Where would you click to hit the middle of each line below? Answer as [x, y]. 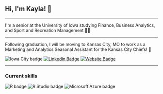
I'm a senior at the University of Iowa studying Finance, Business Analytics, [80, 25]
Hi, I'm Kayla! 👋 [28, 9]
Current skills [21, 76]
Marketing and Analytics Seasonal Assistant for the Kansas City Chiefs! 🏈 [78, 49]
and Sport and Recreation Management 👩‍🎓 [48, 30]
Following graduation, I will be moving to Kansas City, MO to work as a [75, 44]
